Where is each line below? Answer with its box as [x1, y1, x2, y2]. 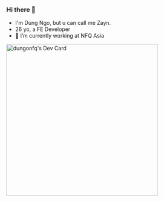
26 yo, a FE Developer [15, 25, 71, 33]
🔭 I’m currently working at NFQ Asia [15, 32, 105, 39]
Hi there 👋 [6, 5, 36, 14]
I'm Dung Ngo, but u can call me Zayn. [15, 19, 111, 27]
